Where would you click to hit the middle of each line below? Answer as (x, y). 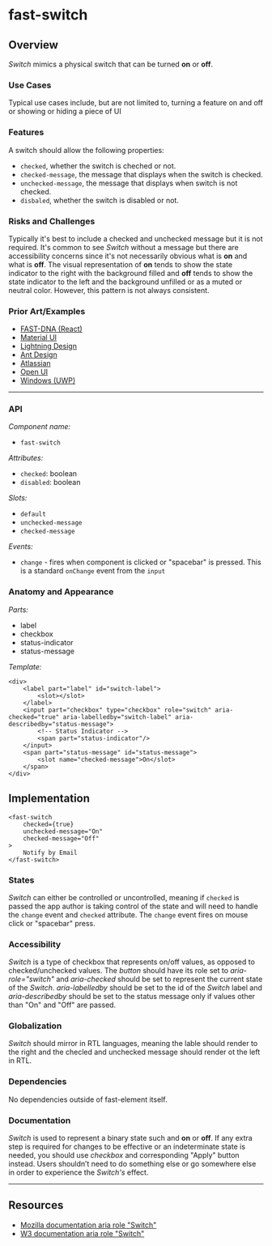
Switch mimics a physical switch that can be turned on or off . (110, 64)
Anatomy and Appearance (61, 592)
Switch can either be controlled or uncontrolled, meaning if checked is (124, 897)
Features (26, 133)
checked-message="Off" (61, 838)
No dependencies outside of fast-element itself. (88, 1099)
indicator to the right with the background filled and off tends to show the (131, 273)
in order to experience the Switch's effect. (79, 1172)
